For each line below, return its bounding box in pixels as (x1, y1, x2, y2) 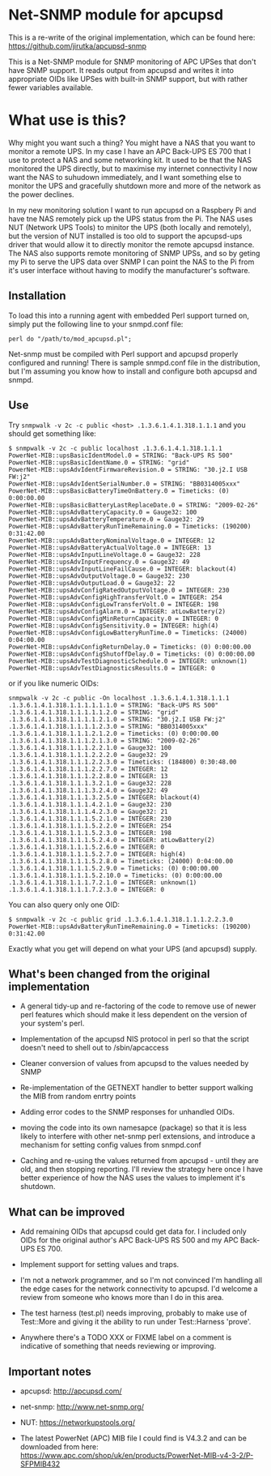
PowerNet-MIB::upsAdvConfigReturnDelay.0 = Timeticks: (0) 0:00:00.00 (8, 643, 252, 651)
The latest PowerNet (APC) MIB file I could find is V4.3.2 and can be (19, 1433, 247, 1443)
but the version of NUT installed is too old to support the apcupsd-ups (8, 231, 243, 241)
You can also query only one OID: (8, 900, 120, 909)
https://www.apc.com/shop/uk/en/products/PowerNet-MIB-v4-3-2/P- (19, 1450, 254, 1460)
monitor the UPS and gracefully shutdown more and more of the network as (8, 181, 261, 190)
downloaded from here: (19, 1441, 99, 1452)
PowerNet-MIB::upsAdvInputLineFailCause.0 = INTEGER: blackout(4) (8, 565, 237, 573)
